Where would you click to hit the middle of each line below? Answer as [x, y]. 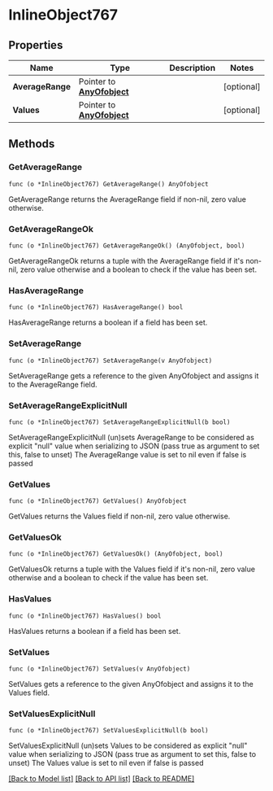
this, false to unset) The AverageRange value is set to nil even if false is [128, 454]
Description [193, 68]
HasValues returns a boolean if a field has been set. [95, 631]
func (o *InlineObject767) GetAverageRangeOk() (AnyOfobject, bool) [127, 246]
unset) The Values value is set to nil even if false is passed [106, 763]
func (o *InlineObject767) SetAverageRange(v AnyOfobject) [110, 361]
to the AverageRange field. [53, 384]
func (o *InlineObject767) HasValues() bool [85, 616]
